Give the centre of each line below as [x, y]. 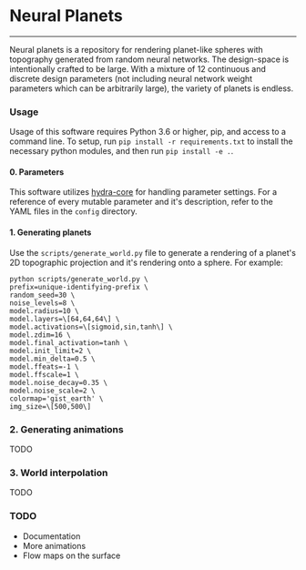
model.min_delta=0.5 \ [52, 359]
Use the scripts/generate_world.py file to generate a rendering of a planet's [153, 252]
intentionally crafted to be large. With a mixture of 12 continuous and [138, 68]
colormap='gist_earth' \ [56, 398]
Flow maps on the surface [71, 555]
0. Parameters [37, 172]
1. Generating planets [51, 232]
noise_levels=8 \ [42, 303]
